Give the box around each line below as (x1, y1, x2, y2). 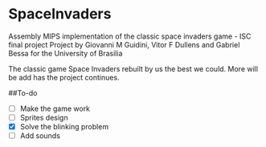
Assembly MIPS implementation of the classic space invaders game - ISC (8, 31, 252, 41)
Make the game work (19, 104, 91, 113)
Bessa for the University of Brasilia (8, 48, 123, 58)
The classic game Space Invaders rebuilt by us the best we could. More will (8, 63, 259, 73)
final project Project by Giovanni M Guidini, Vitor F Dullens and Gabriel (8, 39, 240, 49)
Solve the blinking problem (19, 122, 109, 132)
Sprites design (19, 113, 68, 122)
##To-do (8, 88, 38, 97)
